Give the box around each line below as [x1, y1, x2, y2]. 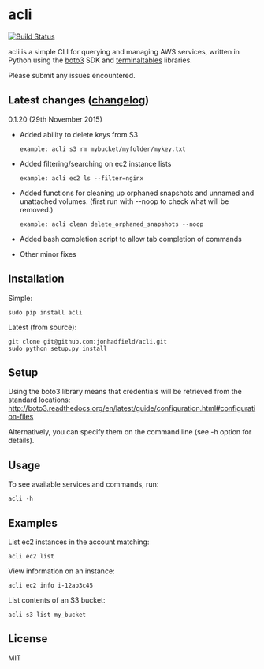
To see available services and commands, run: [8, 479, 159, 489]
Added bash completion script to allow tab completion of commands [19, 234, 242, 243]
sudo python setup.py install [8, 344, 108, 352]
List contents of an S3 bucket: [8, 596, 106, 605]
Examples [8, 516, 58, 530]
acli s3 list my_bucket [8, 611, 87, 618]
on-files [8, 412, 34, 422]
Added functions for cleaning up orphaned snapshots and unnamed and [19, 188, 255, 197]
